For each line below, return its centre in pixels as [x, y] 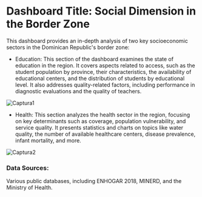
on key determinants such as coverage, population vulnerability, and [100, 121]
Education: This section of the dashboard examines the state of [94, 59]
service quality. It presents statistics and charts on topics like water [99, 127]
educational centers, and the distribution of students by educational [100, 78]
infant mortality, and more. [48, 140]
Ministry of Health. [29, 188]
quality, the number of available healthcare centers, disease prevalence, [105, 134]
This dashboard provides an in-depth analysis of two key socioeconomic [97, 41]
